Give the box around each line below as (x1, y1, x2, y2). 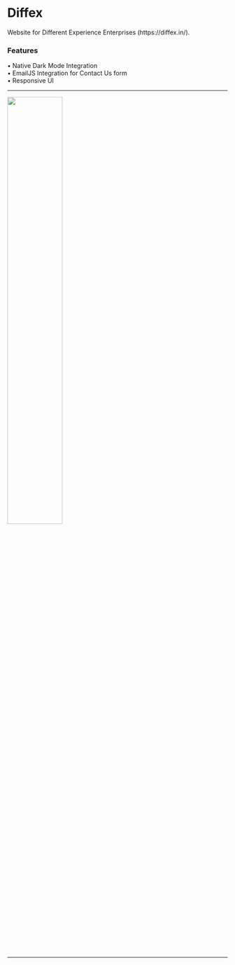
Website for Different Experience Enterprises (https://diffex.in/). (7, 28, 190, 36)
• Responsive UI (7, 76, 55, 85)
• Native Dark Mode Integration (7, 62, 98, 70)
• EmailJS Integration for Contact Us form (7, 69, 127, 78)
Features (7, 46, 38, 55)
